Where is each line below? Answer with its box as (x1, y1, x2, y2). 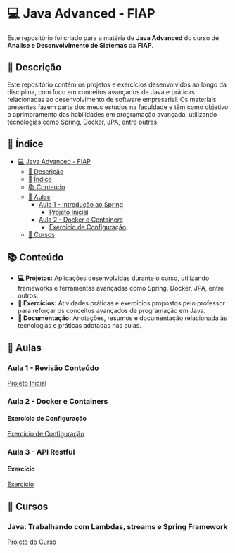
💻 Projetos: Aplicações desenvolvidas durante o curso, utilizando (17, 274, 210, 282)
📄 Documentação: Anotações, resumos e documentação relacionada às (17, 314, 227, 322)
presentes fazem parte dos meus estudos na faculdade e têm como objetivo (7, 103, 229, 111)
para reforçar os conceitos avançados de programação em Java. (17, 307, 206, 315)
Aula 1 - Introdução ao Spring (38, 200, 124, 208)
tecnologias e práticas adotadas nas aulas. (17, 322, 142, 330)
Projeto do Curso (7, 538, 57, 546)
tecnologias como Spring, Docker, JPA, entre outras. (7, 117, 160, 126)
